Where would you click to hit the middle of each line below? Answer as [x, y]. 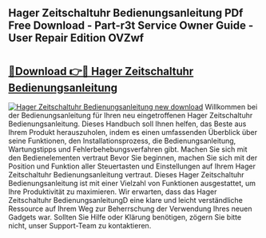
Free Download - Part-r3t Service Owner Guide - [131, 26]
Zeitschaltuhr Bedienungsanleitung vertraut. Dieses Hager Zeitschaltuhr [127, 175]
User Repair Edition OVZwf [76, 38]
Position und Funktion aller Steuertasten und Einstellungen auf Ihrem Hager [132, 166]
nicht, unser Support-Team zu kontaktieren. [80, 226]
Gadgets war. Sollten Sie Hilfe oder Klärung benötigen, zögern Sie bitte [125, 217]
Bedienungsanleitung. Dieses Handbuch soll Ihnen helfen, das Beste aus [127, 124]
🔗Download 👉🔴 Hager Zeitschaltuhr [101, 71]
